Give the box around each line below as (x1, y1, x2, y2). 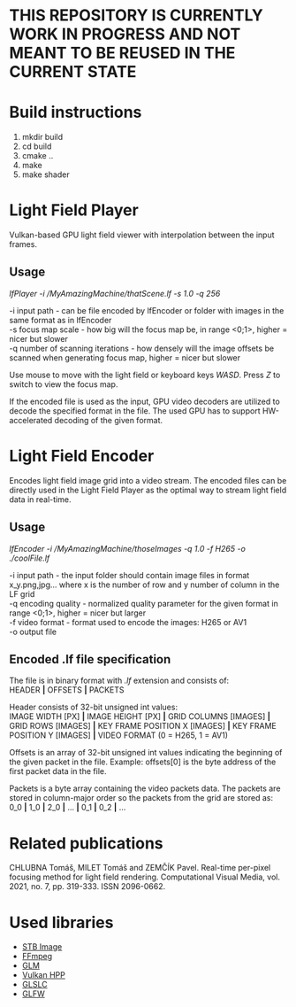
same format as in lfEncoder (9, 314, 112, 325)
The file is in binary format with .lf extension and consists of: (9, 675, 230, 686)
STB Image (21, 941, 63, 952)
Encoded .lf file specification (9, 652, 171, 667)
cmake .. (21, 151, 54, 161)
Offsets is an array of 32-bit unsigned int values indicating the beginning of (9, 748, 283, 758)
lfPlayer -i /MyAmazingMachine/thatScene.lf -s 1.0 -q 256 (9, 288, 221, 298)
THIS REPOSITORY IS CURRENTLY (9, 5, 263, 26)
